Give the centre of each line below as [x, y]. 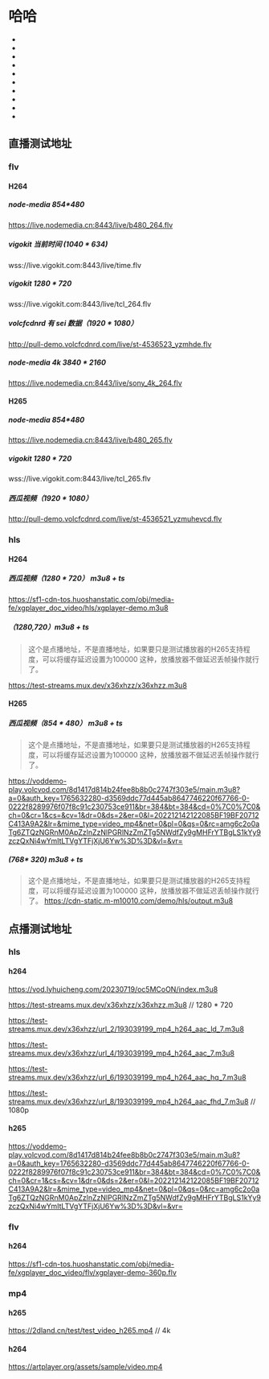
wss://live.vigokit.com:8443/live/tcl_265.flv [79, 479]
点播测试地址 [40, 929]
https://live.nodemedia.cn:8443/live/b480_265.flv [90, 440]
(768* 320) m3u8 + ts [46, 859]
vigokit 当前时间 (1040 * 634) [58, 244]
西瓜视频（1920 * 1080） [51, 498]
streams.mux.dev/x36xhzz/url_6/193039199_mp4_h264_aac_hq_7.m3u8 [127, 1077]
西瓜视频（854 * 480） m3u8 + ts [65, 723]
